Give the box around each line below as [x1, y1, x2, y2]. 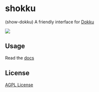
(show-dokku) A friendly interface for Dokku [5, 19, 94, 25]
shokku [5, 3, 36, 14]
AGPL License [5, 82, 33, 88]
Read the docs [5, 55, 34, 61]
